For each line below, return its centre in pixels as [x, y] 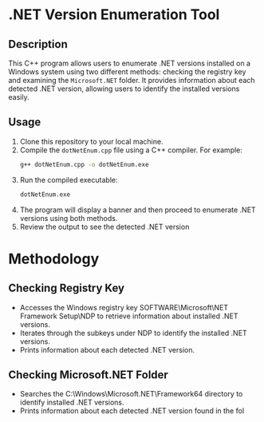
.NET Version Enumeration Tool [114, 15]
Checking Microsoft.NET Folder [89, 375]
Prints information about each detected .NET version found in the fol [132, 411]
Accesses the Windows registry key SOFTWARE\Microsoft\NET [124, 307]
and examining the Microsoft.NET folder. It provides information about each [132, 80]
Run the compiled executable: [69, 179]
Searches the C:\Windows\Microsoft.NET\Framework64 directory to [131, 394]
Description [38, 44]
